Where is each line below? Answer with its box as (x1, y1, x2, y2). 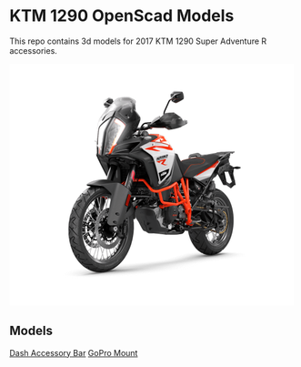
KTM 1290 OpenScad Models (9, 5, 235, 26)
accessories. (9, 45, 57, 56)
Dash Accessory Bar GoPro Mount (9, 347, 138, 358)
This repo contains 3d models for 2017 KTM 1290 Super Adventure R (9, 36, 267, 46)
